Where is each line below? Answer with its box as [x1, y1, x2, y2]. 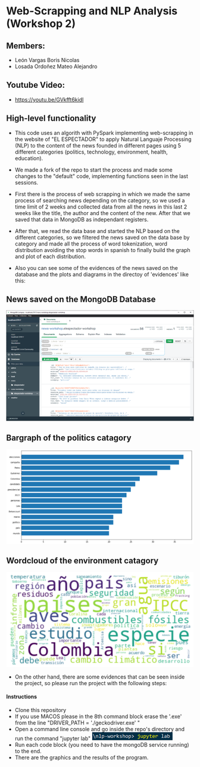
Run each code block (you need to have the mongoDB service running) [14, 741, 189, 748]
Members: [6, 41, 46, 51]
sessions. [14, 179, 39, 186]
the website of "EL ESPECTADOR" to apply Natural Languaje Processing [14, 136, 192, 143]
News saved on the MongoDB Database [6, 294, 156, 305]
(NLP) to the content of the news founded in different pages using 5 [14, 142, 182, 149]
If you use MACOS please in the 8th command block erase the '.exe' [14, 713, 182, 720]
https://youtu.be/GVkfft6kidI [14, 96, 84, 103]
